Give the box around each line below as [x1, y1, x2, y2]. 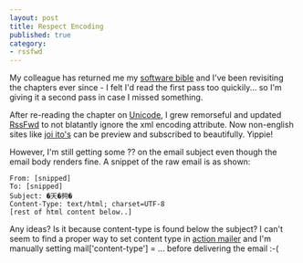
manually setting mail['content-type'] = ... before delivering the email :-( [9, 243, 279, 254]
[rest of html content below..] [9, 207, 132, 217]
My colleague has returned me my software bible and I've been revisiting [9, 72, 284, 83]
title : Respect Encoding [9, 22, 104, 31]
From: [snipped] [9, 174, 71, 184]
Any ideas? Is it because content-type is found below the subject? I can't [9, 224, 284, 235]
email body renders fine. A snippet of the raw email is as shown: [9, 156, 251, 167]
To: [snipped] [9, 182, 64, 192]
